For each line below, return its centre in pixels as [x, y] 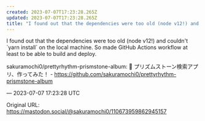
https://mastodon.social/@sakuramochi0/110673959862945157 [87, 112]
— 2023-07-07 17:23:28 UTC [43, 93]
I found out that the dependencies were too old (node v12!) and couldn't [97, 41]
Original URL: [23, 105]
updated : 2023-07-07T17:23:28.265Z [52, 18]
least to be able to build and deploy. [52, 54]
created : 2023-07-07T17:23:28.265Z [52, 12]
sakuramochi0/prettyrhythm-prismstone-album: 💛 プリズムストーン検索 [97, 67]
